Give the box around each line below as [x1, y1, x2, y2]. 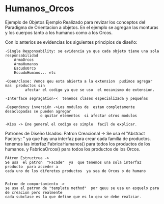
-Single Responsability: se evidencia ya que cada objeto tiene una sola [5, 49, 160, 54]
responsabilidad [5, 53, 38, 58]
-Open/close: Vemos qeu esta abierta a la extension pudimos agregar [5, 79, 153, 84]
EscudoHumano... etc [14, 70, 56, 75]
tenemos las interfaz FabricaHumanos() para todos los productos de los [5, 141, 151, 146]
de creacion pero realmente [5, 190, 63, 195]
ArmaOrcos [14, 57, 34, 62]
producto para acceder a [5, 164, 58, 169]
